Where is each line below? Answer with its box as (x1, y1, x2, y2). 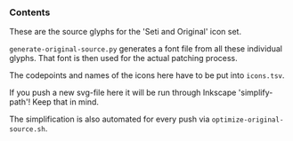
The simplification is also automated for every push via (9, 114, 210, 125)
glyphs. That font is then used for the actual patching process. (9, 53, 238, 64)
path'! (9, 97, 31, 107)
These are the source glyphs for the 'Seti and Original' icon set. (9, 27, 242, 37)
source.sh (9, 125, 46, 134)
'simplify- (238, 87, 273, 98)
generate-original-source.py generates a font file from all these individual (9, 43, 283, 54)
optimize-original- (211, 115, 284, 125)
